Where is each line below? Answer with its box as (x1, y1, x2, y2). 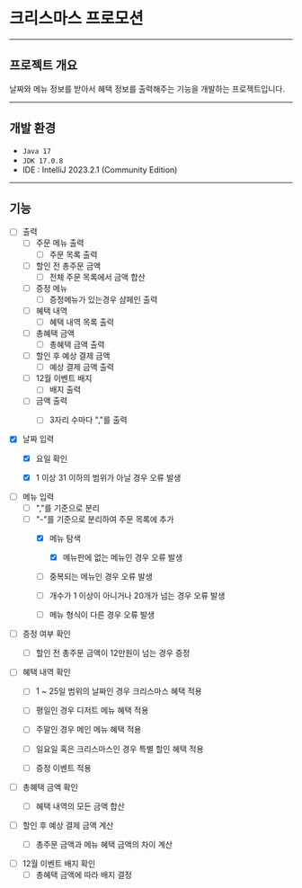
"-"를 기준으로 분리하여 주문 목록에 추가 (35, 513, 174, 524)
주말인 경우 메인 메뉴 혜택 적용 (35, 724, 142, 735)
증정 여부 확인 (22, 628, 71, 639)
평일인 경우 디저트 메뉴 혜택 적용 (35, 705, 149, 715)
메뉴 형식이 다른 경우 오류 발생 (49, 609, 155, 620)
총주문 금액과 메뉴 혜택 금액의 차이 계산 (35, 839, 173, 849)
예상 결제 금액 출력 (49, 361, 115, 373)
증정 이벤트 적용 (35, 762, 92, 773)
